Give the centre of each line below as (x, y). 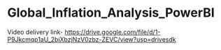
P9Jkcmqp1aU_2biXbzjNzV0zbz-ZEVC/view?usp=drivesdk (92, 39)
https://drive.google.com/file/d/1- (113, 32)
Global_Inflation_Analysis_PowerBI (111, 13)
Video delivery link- (35, 32)
